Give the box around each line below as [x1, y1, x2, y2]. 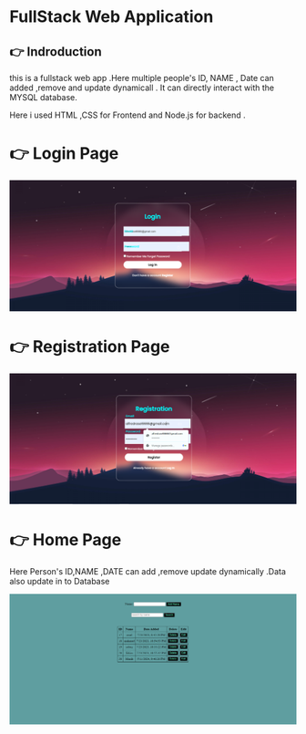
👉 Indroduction [9, 44, 102, 59]
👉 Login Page [9, 143, 119, 164]
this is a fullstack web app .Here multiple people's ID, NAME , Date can [9, 73, 275, 83]
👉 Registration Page [9, 336, 170, 357]
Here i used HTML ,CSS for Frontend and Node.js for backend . [9, 109, 246, 120]
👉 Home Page [9, 530, 122, 551]
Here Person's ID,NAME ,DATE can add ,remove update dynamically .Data [9, 566, 287, 576]
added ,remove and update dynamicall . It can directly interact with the [9, 82, 275, 93]
